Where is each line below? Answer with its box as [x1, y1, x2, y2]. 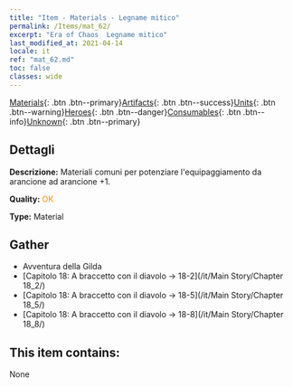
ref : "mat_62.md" [9, 55, 75, 64]
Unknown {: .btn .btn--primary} [26, 116, 141, 127]
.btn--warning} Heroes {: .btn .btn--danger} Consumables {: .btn [9, 106, 241, 118]
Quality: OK [9, 193, 54, 204]
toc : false [9, 64, 51, 73]
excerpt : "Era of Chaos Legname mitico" [9, 30, 168, 39]
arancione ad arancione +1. [9, 175, 111, 186]
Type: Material [9, 211, 64, 222]
